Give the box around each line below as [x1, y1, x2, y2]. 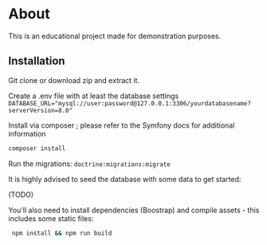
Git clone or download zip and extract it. [8, 75, 140, 85]
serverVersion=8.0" [8, 106, 73, 114]
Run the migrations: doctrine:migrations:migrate [8, 159, 171, 168]
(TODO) [8, 189, 34, 200]
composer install [8, 144, 66, 152]
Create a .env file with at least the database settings [8, 91, 179, 101]
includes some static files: [8, 213, 94, 223]
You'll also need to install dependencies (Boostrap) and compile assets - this [8, 205, 260, 215]
